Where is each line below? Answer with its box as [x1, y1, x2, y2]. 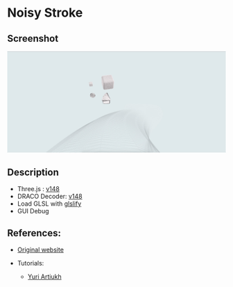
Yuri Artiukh [27, 272, 62, 281]
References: [7, 227, 61, 239]
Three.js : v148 [17, 185, 60, 193]
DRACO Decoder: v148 [17, 192, 83, 201]
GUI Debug [17, 207, 50, 215]
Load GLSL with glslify [17, 199, 82, 208]
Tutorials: [17, 259, 44, 267]
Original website [17, 245, 64, 254]
